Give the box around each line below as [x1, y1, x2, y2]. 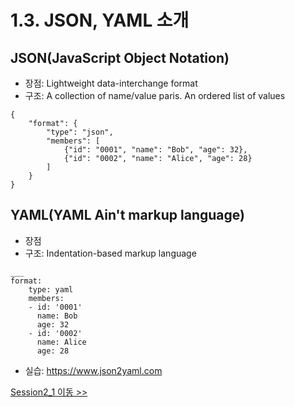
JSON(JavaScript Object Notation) [10, 49, 230, 66]
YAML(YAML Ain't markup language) [10, 207, 245, 224]
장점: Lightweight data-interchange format [24, 77, 198, 89]
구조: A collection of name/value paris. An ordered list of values [24, 90, 286, 101]
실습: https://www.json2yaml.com [24, 364, 163, 376]
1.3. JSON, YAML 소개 [10, 9, 190, 32]
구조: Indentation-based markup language [24, 247, 197, 259]
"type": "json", [46, 127, 114, 137]
